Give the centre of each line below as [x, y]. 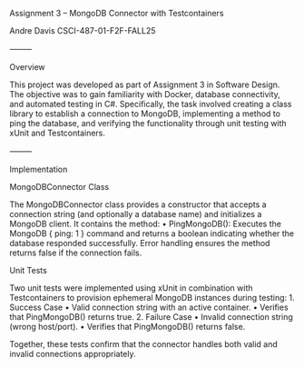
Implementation [39, 169]
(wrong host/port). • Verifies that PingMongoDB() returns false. [127, 327]
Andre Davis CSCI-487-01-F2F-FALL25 [83, 30]
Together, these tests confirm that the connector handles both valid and [144, 344]
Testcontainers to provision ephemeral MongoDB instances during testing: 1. [152, 298]
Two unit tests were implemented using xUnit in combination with [131, 288]
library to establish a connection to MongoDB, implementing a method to [145, 114]
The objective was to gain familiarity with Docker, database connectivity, [145, 94]
